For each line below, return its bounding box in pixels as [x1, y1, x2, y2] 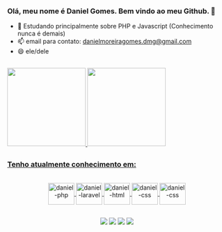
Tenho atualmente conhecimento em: [7, 160, 137, 169]
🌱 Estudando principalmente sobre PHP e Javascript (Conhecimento [17, 22, 214, 31]
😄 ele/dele [17, 47, 49, 56]
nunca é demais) [17, 29, 66, 38]
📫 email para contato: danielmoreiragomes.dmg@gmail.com [17, 38, 192, 46]
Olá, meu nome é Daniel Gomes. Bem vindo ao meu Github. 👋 [7, 6, 216, 16]
